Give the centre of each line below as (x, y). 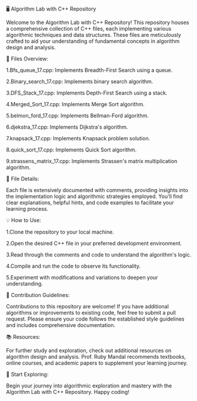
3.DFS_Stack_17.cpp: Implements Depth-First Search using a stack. (87, 93)
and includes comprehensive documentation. (61, 325)
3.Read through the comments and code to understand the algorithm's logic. (99, 255)
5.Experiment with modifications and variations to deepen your (82, 277)
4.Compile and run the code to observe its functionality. (74, 266)
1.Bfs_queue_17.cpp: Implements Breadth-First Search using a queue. (89, 70)
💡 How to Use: (24, 220)
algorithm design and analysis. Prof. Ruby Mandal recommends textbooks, (96, 357)
